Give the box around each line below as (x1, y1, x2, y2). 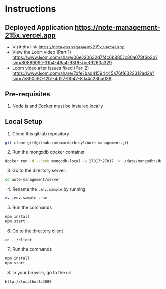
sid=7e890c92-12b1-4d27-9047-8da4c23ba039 (12, 76, 112, 81)
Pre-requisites (5, 90, 50, 98)
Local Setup (5, 117, 43, 126)
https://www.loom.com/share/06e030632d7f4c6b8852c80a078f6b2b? (12, 54, 158, 60)
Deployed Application (5, 23, 73, 32)
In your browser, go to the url (12, 269, 72, 275)
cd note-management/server (5, 177, 61, 182)
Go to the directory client (12, 228, 63, 234)
